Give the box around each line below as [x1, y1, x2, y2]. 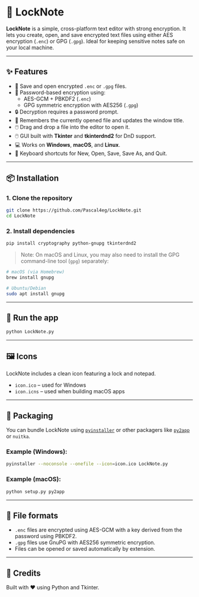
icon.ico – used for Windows [14, 381, 86, 388]
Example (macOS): [6, 475, 61, 484]
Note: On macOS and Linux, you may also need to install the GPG [20, 251, 179, 258]
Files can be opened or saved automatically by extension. [14, 545, 156, 552]
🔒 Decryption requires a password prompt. [14, 108, 119, 115]
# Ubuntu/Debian [6, 285, 46, 292]
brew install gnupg [6, 274, 54, 281]
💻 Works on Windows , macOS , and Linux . [14, 141, 120, 148]
